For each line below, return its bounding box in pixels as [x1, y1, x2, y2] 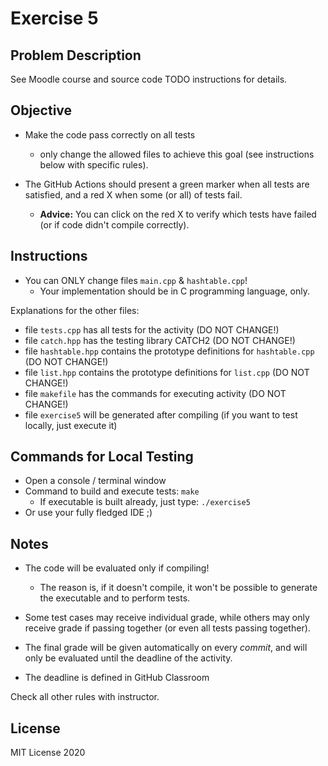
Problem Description [10, 47, 142, 64]
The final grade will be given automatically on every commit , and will [24, 642, 308, 654]
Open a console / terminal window [24, 475, 167, 487]
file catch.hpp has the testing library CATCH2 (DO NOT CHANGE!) [24, 334, 296, 346]
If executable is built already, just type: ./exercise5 [39, 496, 251, 508]
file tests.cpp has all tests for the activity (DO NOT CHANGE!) [24, 323, 280, 336]
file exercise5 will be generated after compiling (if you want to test [24, 408, 298, 421]
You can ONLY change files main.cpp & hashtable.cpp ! [24, 274, 248, 286]
